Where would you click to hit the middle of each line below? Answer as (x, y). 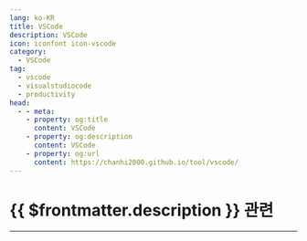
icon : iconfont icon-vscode (63, 43)
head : (20, 103)
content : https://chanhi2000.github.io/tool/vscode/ (136, 162)
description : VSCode (49, 35)
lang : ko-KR (32, 18)
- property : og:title (67, 120)
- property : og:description (79, 137)
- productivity (47, 94)
